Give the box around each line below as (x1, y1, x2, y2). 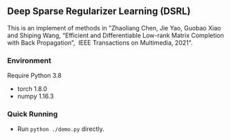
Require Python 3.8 (7, 72, 62, 80)
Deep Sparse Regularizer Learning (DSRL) (7, 6, 191, 17)
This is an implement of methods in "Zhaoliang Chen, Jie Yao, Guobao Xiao (7, 23, 221, 32)
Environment (7, 55, 52, 65)
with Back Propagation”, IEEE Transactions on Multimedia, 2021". (7, 38, 193, 47)
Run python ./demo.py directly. (17, 125, 105, 133)
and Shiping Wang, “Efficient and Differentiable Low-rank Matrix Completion (7, 31, 225, 39)
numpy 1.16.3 (17, 92, 54, 101)
